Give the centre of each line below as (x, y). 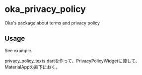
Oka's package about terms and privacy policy (52, 23)
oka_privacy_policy (45, 9)
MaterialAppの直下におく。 (32, 67)
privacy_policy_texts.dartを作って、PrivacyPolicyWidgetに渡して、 (72, 61)
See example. (19, 50)
